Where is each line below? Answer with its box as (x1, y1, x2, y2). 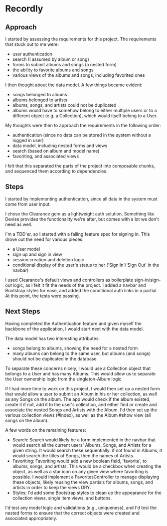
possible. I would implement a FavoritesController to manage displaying (12, 474, 160, 480)
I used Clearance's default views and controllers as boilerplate (5, 277, 134, 283)
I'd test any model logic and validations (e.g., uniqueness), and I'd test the (5, 505, 157, 511)
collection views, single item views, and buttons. (12, 495, 112, 501)
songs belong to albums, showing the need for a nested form (12, 345, 138, 351)
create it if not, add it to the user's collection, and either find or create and (5, 401, 157, 407)
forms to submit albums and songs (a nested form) (12, 62, 117, 67)
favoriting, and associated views (12, 153, 79, 159)
